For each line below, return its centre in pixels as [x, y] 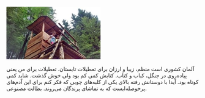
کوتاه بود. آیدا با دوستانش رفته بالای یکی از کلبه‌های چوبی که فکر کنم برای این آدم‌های [102, 82]
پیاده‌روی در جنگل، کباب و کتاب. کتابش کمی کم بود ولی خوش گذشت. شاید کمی [97, 75]
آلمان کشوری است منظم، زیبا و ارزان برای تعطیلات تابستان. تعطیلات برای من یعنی [100, 69]
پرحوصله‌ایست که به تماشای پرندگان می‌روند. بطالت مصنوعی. [76, 88]
